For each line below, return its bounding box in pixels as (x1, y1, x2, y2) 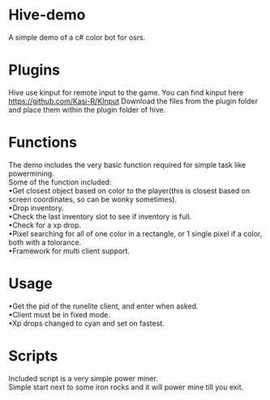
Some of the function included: (8, 177, 112, 187)
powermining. (8, 168, 54, 178)
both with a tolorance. (8, 237, 82, 247)
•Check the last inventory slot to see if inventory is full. (8, 211, 192, 221)
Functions (8, 134, 77, 151)
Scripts (8, 347, 58, 365)
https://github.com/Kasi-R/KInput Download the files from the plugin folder (8, 96, 258, 106)
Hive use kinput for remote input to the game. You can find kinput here (8, 87, 244, 97)
